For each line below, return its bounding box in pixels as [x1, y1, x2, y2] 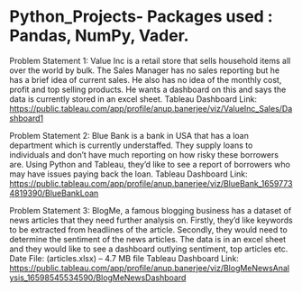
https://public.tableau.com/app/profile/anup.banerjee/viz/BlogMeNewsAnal [9, 262, 290, 273]
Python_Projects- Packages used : [9, 6, 273, 27]
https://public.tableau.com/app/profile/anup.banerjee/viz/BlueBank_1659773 [9, 178, 293, 188]
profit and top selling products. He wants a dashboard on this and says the [9, 84, 287, 95]
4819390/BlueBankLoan [9, 187, 99, 198]
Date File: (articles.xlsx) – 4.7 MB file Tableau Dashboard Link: [9, 252, 239, 263]
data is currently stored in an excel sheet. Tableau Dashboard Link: [9, 93, 258, 105]
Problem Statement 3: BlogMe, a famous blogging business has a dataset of [9, 205, 292, 215]
